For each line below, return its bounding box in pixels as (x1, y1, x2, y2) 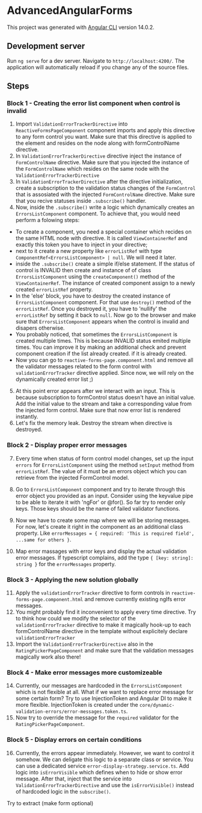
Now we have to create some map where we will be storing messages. (15, 517, 191, 524)
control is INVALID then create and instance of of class (15, 267, 151, 274)
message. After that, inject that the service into (15, 775, 132, 782)
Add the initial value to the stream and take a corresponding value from (15, 400, 192, 407)
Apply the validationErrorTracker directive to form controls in (15, 589, 170, 596)
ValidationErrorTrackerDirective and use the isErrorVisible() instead (15, 781, 194, 788)
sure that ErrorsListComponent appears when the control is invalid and (15, 318, 189, 325)
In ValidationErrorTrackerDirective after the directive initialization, (15, 178, 183, 185)
